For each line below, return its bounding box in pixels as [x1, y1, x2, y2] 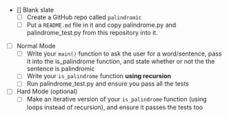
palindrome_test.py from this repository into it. [26, 29, 158, 37]
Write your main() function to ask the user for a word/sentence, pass [26, 49, 222, 58]
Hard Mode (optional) [16, 87, 78, 95]
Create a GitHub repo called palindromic [26, 13, 142, 21]
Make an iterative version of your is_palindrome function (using [26, 95, 208, 104]
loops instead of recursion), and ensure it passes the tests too [26, 103, 203, 111]
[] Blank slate [16, 6, 54, 14]
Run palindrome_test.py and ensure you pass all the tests [26, 80, 189, 88]
